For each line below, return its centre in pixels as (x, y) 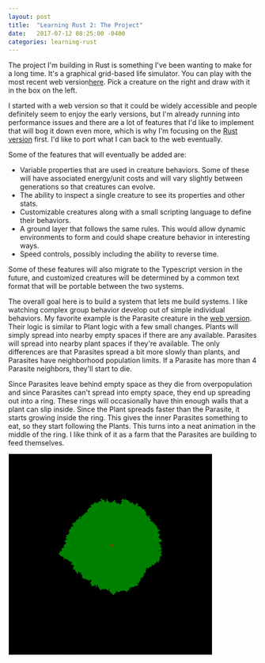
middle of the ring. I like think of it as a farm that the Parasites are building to (132, 434)
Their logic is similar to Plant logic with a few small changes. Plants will (123, 327)
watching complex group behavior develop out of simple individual (117, 310)
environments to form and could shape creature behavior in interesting (135, 237)
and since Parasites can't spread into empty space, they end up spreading (129, 392)
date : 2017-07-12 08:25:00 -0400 (67, 33)
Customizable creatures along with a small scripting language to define (135, 212)
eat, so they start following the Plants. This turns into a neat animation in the (132, 426)
